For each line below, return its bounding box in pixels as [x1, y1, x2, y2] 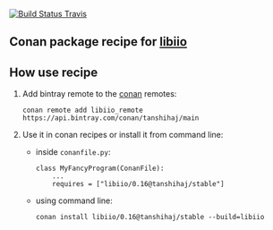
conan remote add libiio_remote [21, 106, 143, 115]
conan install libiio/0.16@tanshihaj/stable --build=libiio [35, 213, 265, 222]
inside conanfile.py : [35, 147, 111, 158]
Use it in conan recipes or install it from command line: [21, 130, 224, 141]
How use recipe [9, 64, 98, 80]
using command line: [35, 195, 114, 206]
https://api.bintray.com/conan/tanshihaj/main [21, 114, 200, 123]
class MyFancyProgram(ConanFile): [35, 164, 165, 174]
